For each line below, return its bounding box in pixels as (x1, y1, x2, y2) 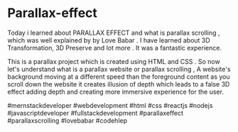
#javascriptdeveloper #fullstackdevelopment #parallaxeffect (7, 109, 183, 117)
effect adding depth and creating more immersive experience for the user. (7, 87, 224, 96)
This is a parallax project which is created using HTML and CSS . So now (7, 57, 220, 65)
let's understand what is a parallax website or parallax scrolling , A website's (7, 65, 231, 73)
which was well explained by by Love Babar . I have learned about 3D (7, 35, 211, 44)
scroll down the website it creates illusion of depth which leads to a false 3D (7, 79, 230, 88)
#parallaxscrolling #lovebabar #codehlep (7, 116, 128, 125)
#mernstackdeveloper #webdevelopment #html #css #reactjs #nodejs (7, 101, 213, 109)
